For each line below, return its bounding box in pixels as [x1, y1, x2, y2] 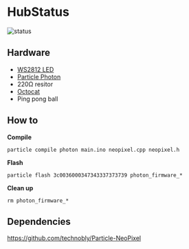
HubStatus [7, 4, 70, 20]
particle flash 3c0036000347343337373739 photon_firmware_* [7, 172, 184, 179]
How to [7, 114, 38, 126]
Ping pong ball [16, 94, 58, 103]
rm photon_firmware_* [7, 197, 69, 204]
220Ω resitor [16, 80, 54, 88]
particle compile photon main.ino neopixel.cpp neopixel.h [7, 146, 180, 153]
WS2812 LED [16, 65, 54, 73]
